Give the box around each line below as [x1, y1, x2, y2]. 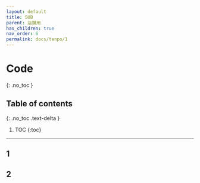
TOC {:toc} [14, 126, 42, 133]
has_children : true [6, 25, 55, 31]
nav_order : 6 [6, 31, 39, 37]
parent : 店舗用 [6, 20, 41, 26]
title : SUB [6, 14, 33, 20]
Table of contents [6, 99, 73, 109]
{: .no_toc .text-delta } [6, 114, 60, 122]
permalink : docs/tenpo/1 [6, 36, 68, 42]
